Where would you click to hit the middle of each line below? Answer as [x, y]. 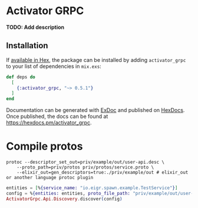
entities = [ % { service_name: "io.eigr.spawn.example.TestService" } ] [92, 188]
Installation [27, 46]
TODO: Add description [35, 27]
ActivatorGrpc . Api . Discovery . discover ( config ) [64, 199]
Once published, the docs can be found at [57, 117]
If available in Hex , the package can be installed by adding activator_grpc [96, 60]
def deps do [21, 77]
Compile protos [44, 146]
